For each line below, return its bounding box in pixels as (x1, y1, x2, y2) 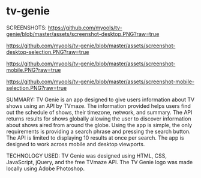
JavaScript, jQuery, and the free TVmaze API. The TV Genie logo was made (6, 158, 193, 165)
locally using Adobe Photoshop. (6, 165, 85, 172)
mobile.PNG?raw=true (6, 66, 61, 73)
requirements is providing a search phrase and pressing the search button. (6, 128, 191, 135)
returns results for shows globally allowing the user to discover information (6, 115, 191, 122)
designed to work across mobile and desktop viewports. (6, 140, 145, 147)
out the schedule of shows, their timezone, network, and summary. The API (6, 108, 193, 116)
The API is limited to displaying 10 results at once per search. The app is (6, 134, 184, 141)
